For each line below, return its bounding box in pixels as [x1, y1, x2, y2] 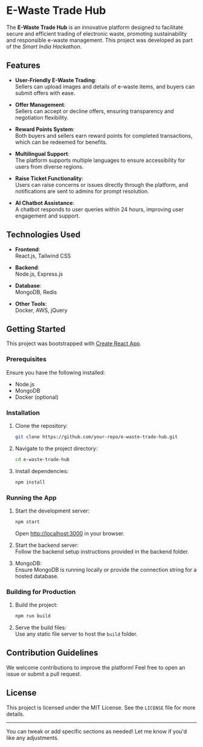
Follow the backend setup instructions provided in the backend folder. [14, 548, 189, 555]
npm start [14, 519, 40, 525]
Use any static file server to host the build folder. [14, 630, 138, 638]
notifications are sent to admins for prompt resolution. [14, 187, 149, 195]
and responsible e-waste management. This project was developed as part [6, 36, 193, 44]
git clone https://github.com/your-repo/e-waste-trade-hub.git [14, 433, 178, 440]
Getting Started [6, 324, 66, 334]
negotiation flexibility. [14, 114, 68, 121]
